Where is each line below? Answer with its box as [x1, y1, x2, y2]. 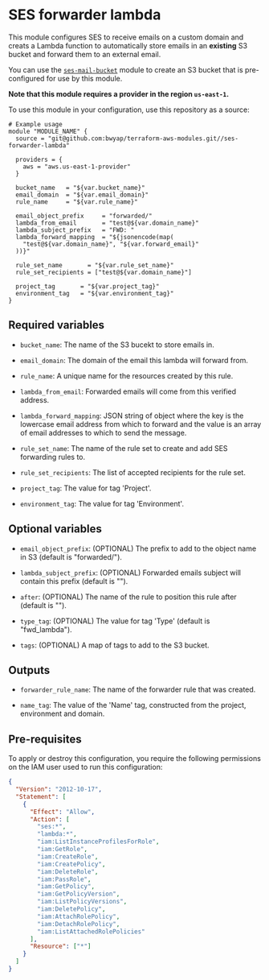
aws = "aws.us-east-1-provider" [22, 163, 131, 171]
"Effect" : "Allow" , [29, 808, 95, 816]
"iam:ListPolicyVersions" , [37, 898, 128, 906]
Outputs [8, 663, 51, 677]
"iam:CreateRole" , [37, 852, 99, 861]
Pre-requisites [8, 732, 82, 746]
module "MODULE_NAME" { [8, 127, 88, 135]
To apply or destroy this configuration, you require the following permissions [8, 754, 261, 763]
